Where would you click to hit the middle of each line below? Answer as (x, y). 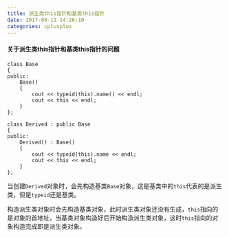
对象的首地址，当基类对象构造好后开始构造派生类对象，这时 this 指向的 (112, 218)
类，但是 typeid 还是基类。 (44, 194)
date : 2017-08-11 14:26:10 (46, 20)
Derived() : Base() (47, 142)
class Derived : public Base (49, 124)
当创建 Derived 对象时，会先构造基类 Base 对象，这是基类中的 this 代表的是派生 (115, 185)
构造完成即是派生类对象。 (49, 226)
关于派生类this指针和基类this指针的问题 (64, 49)
